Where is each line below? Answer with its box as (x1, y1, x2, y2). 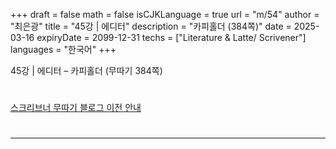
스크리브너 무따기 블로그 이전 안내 (10, 102, 142, 114)
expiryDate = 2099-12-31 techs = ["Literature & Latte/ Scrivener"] (36, 32, 307, 43)
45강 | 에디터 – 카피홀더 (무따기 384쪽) (10, 65, 163, 76)
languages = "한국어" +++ (10, 44, 117, 55)
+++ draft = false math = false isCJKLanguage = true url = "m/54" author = (10, 9, 320, 20)
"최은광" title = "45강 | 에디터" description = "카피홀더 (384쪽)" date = (10, 20, 292, 32)
